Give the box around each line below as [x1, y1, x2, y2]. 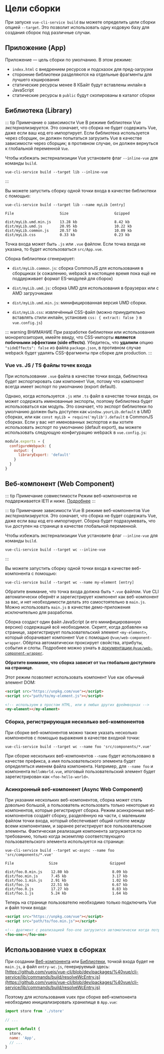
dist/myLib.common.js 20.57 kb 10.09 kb [5, 228, 132, 233]
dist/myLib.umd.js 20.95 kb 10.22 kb [5, 224, 132, 229]
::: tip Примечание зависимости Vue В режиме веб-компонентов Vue [5, 507, 150, 513]
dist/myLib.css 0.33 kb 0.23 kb [5, 232, 130, 237]
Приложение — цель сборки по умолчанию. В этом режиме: [5, 57, 132, 63]
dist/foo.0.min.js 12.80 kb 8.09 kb [5, 869, 128, 874]
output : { [14, 448, 34, 453]
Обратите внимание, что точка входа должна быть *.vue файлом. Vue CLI [5, 588, 159, 594]
